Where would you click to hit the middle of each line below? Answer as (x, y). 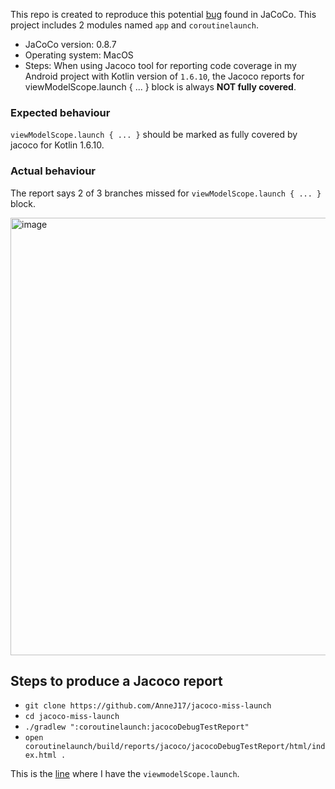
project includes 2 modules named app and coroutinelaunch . (134, 25)
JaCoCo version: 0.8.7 (70, 44)
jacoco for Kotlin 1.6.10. (57, 145)
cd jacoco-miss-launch (72, 717)
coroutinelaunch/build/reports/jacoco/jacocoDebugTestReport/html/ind (175, 747)
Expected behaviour (60, 112)
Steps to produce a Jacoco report (116, 680)
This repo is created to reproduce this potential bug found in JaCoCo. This (163, 14)
